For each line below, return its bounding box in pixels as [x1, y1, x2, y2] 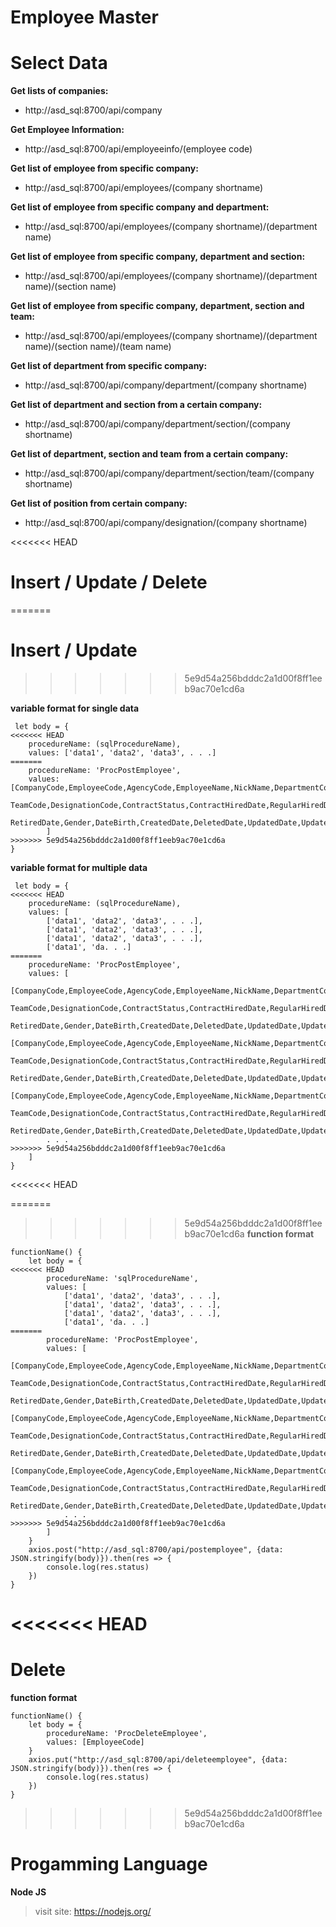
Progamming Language [10, 1853, 208, 1876]
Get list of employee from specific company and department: [10, 201, 270, 213]
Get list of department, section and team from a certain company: [10, 448, 289, 460]
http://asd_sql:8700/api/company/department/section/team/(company [24, 467, 315, 480]
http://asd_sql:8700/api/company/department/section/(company [24, 418, 291, 430]
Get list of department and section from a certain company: [10, 399, 263, 411]
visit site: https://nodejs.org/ [34, 1906, 152, 1918]
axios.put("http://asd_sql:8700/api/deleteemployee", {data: [28, 1755, 288, 1765]
